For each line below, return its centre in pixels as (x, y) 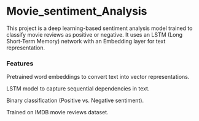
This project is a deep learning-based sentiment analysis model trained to (99, 28)
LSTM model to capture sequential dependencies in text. (78, 89)
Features (20, 64)
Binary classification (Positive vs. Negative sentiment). (75, 101)
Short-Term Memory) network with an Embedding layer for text (86, 41)
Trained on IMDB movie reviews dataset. (57, 112)
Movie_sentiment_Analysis (77, 11)
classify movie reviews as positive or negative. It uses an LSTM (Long (95, 34)
